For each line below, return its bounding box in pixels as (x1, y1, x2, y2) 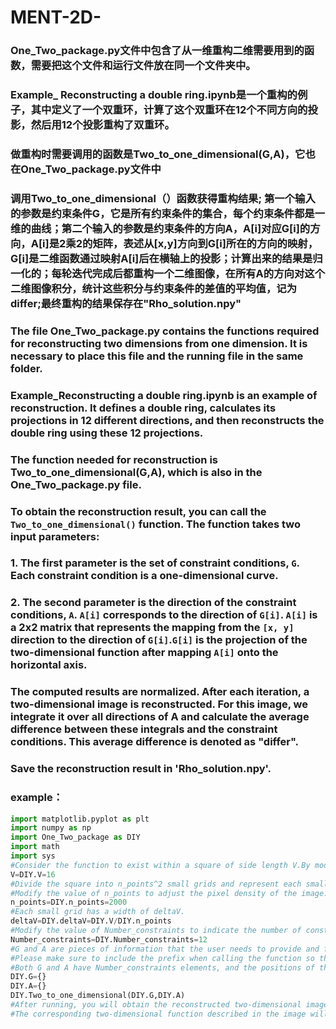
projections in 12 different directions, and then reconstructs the (10, 413, 325, 427)
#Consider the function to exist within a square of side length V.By (10, 860, 311, 870)
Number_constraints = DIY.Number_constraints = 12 (10, 934, 208, 945)
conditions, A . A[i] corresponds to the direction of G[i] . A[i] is (10, 608, 318, 622)
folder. (10, 361, 43, 375)
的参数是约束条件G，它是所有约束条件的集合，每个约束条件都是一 (10, 206, 326, 220)
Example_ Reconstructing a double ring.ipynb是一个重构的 (10, 88, 298, 102)
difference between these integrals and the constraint (10, 722, 278, 736)
